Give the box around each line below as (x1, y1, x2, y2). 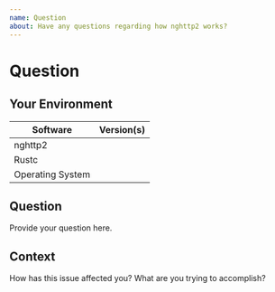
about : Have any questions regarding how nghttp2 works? (9, 22, 228, 31)
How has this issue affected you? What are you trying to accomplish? (9, 273, 266, 284)
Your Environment (9, 97, 113, 112)
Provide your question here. (9, 222, 113, 233)
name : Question (9, 13, 67, 23)
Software (32, 123, 72, 136)
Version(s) (98, 123, 146, 136)
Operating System (14, 168, 91, 181)
